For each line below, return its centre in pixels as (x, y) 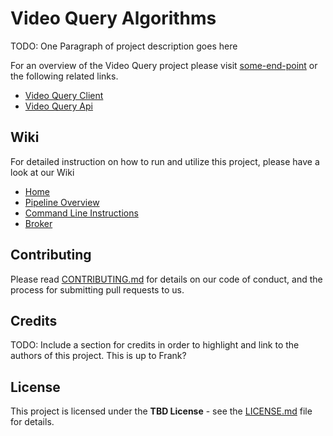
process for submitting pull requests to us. (97, 289)
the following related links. (64, 76)
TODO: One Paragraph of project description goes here (124, 46)
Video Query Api (58, 106)
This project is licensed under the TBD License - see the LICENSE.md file (161, 411)
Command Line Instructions (81, 213)
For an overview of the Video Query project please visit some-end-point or (164, 65)
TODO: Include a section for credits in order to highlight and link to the (155, 345)
